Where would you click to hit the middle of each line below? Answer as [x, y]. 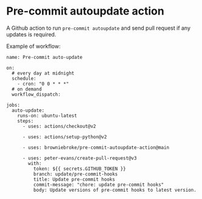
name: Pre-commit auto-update [45, 57]
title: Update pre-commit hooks [74, 179]
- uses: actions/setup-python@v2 [65, 137]
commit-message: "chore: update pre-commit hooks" [99, 184]
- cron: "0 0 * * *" [43, 84]
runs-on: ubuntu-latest [47, 116]
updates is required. [31, 34]
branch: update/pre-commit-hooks [76, 174]
